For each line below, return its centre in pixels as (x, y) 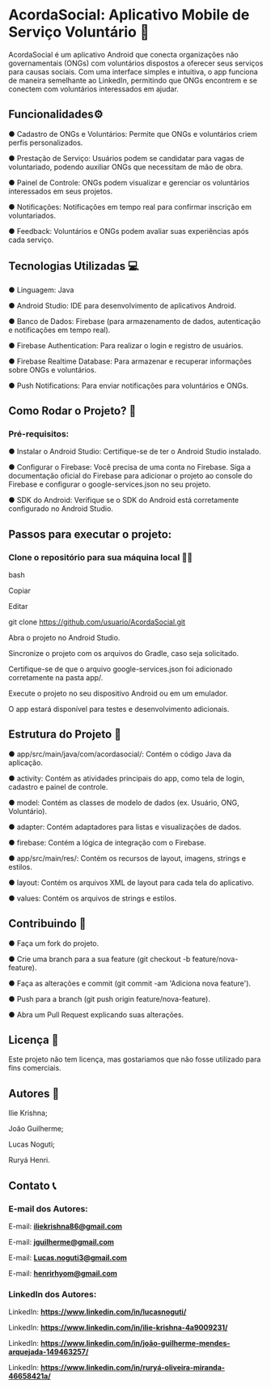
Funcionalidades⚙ (56, 115)
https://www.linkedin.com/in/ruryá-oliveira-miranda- (132, 1368)
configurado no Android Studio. (61, 509)
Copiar (19, 590)
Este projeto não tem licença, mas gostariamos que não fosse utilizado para (135, 1059)
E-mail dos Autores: (49, 1208)
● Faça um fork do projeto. (54, 943)
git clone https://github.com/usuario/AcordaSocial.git (97, 622)
